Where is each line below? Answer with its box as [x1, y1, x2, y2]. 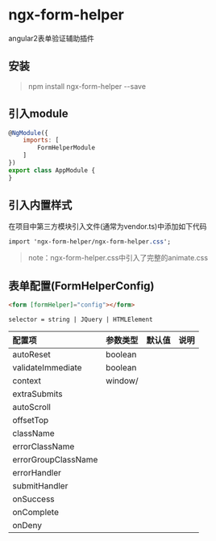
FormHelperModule [37, 144, 95, 152]
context [12, 375, 42, 387]
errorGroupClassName [12, 454, 98, 466]
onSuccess [12, 493, 55, 505]
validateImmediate [12, 362, 82, 374]
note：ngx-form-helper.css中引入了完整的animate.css [27, 253, 208, 263]
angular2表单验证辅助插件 [8, 33, 95, 43]
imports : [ [23, 136, 60, 145]
